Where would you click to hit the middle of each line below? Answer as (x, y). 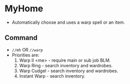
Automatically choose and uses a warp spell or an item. (68, 22)
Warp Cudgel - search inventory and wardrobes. (69, 71)
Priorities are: (26, 55)
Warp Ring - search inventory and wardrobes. (66, 65)
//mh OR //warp (27, 49)
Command (21, 38)
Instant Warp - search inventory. (52, 76)
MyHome (24, 9)
